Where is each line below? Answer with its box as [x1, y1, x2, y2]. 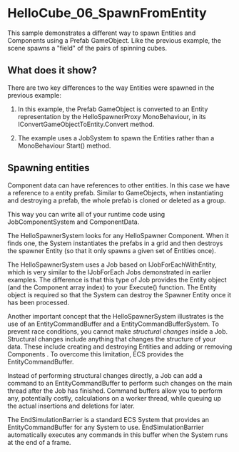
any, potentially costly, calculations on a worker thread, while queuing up [7, 394, 222, 402]
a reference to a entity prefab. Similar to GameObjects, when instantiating [7, 188, 223, 197]
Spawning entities [7, 162, 90, 174]
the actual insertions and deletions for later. [7, 401, 136, 410]
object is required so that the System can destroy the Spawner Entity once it [7, 290, 232, 299]
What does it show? [7, 64, 98, 76]
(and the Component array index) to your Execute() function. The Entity [7, 283, 217, 292]
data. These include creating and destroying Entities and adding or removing [7, 342, 233, 351]
